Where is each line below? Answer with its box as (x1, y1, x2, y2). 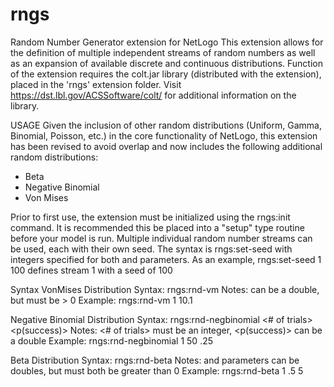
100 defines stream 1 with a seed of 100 (10, 264, 173, 276)
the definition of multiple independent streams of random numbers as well (10, 46, 316, 58)
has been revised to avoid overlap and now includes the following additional (10, 140, 323, 152)
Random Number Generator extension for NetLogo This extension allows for (10, 36, 324, 48)
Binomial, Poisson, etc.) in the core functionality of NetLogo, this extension (10, 129, 318, 142)
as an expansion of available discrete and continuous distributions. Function (10, 57, 323, 69)
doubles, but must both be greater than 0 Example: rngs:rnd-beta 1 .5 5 (10, 364, 304, 377)
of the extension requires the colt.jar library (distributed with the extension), (10, 68, 322, 80)
